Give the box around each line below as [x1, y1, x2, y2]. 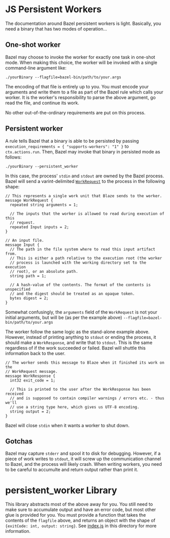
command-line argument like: [5, 65, 67, 71]
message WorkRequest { [5, 198, 53, 203]
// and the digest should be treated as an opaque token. [10, 291, 135, 296]
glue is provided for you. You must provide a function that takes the [5, 512, 146, 518]
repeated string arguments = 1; [10, 202, 79, 207]
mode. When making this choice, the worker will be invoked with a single [5, 59, 157, 66]
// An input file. [5, 238, 44, 243]
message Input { [5, 242, 40, 247]
